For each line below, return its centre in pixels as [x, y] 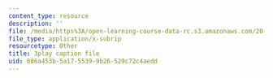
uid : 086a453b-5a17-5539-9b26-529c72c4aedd [83, 62]
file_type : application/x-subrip [65, 39]
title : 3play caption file [54, 54]
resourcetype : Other [43, 46]
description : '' [36, 24]
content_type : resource [49, 16]
